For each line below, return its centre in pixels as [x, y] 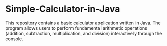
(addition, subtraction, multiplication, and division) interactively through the [84, 33]
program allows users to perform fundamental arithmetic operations [76, 28]
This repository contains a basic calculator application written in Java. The [83, 23]
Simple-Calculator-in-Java [63, 9]
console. [14, 39]
